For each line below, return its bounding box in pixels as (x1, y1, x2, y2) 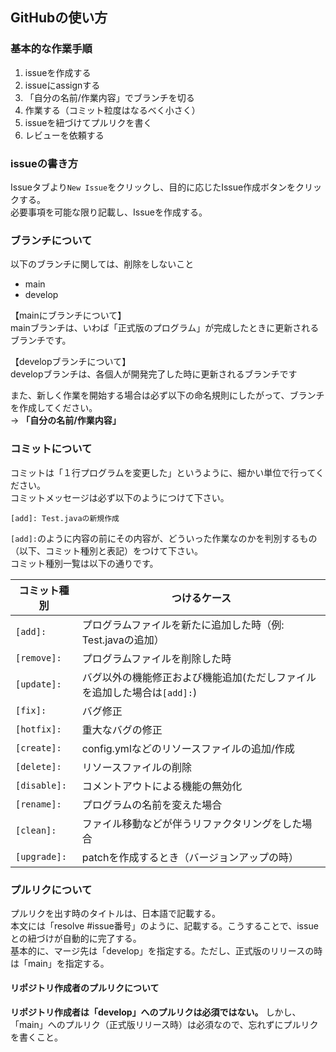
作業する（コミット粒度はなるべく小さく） (24, 104, 201, 116)
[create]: (15, 742, 62, 753)
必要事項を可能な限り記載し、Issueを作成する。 (10, 206, 208, 218)
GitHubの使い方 (10, 9, 108, 27)
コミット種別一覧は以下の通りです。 (10, 557, 159, 569)
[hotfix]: (15, 723, 62, 735)
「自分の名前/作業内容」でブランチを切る (24, 91, 195, 103)
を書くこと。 (10, 1031, 63, 1043)
